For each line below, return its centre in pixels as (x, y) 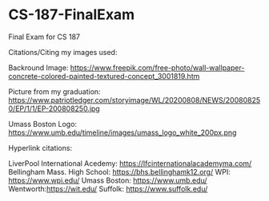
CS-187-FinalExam (72, 15)
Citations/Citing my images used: (63, 52)
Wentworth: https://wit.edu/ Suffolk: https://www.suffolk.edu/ (108, 188)
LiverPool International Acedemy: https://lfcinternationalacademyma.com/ (130, 163)
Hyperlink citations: (40, 148)
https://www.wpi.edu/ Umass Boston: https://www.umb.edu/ (108, 180)
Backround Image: (38, 67)
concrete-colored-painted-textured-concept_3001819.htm (104, 76)
